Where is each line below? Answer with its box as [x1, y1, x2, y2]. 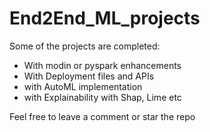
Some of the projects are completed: [9, 40, 161, 52]
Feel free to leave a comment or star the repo [9, 110, 196, 122]
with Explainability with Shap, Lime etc [23, 91, 182, 103]
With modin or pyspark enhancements [23, 59, 182, 71]
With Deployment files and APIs [23, 70, 155, 82]
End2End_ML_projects [9, 7, 201, 30]
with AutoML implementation [23, 80, 143, 92]
